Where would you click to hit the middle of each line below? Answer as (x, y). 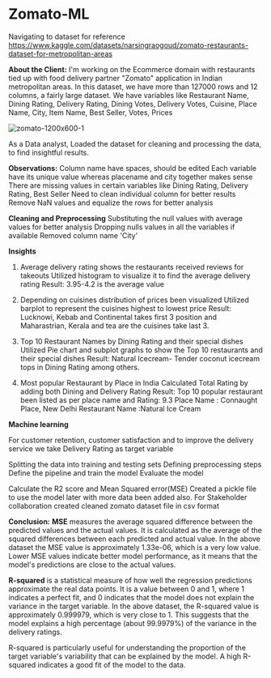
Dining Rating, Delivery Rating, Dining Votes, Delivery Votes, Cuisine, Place (133, 104)
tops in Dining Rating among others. (80, 367)
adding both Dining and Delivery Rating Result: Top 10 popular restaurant (141, 391)
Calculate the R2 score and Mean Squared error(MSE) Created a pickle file (133, 488)
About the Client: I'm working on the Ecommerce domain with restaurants (132, 69)
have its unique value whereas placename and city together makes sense (131, 177)
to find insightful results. (49, 152)
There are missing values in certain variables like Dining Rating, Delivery (129, 185)
